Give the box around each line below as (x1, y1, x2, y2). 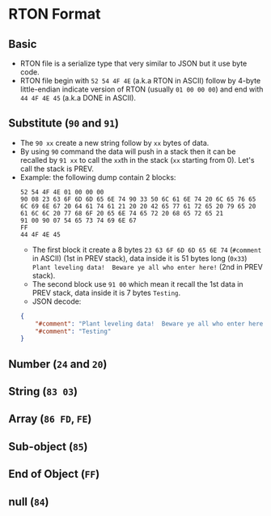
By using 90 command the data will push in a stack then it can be (19, 147, 236, 156)
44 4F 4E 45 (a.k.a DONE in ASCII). (19, 93, 136, 102)
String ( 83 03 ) (8, 385, 78, 399)
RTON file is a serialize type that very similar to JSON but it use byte (19, 58, 248, 68)
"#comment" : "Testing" (35, 327, 112, 335)
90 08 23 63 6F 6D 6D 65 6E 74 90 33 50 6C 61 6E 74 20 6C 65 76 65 (19, 195, 256, 203)
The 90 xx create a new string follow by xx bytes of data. (19, 138, 210, 147)
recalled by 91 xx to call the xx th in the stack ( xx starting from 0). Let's (19, 155, 255, 164)
